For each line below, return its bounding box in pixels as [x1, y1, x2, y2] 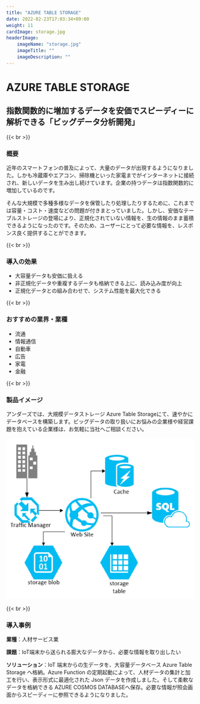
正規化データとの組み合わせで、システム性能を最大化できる [14, 287, 161, 294]
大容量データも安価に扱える [14, 272, 84, 279]
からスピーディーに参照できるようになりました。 [11, 691, 131, 698]
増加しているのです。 [6, 186, 59, 194]
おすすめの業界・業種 [6, 315, 67, 324]
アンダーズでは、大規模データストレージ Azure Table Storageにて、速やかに [6, 410, 193, 417]
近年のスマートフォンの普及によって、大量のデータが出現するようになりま [6, 164, 189, 172]
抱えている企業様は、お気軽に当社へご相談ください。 [16, 425, 147, 432]
